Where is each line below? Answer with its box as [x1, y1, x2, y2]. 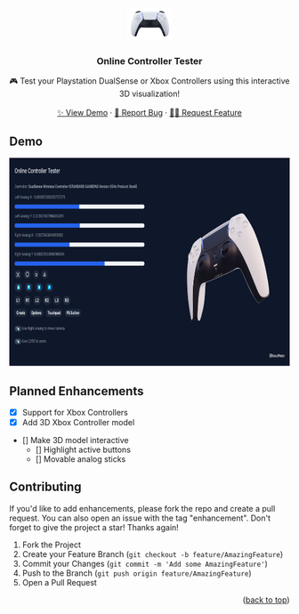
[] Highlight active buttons [35, 444, 132, 456]
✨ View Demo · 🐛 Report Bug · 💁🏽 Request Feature [57, 108, 242, 118]
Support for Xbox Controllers [21, 407, 129, 417]
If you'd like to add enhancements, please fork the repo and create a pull [9, 503, 276, 513]
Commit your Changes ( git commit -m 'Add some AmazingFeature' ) [21, 558, 269, 569]
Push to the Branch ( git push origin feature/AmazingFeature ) [21, 568, 252, 578]
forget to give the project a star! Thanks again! [9, 521, 180, 532]
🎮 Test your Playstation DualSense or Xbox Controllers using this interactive [9, 76, 290, 86]
